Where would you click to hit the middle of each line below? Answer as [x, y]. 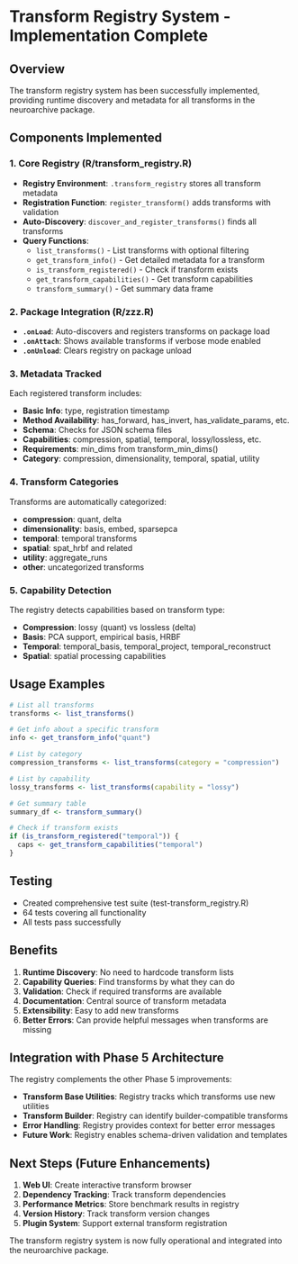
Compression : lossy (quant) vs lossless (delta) [109, 627]
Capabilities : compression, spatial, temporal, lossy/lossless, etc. [142, 439]
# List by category [46, 754]
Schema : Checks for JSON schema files [97, 430]
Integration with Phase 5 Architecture [117, 1057]
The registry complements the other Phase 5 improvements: [121, 1079]
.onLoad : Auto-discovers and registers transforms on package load [146, 331]
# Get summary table [48, 803]
